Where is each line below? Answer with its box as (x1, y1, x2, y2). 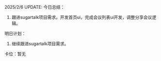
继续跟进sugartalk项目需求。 (11, 41, 69, 47)
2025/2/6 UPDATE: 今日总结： (4, 4, 65, 10)
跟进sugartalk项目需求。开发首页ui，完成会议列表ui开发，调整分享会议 (11, 14, 152, 20)
